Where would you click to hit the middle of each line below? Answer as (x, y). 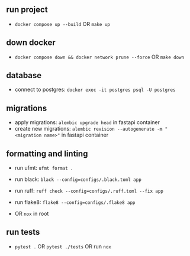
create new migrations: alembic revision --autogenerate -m (88, 129)
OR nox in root (32, 214)
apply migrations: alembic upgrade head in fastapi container (87, 122)
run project (27, 10)
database (24, 75)
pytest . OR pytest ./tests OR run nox (63, 246)
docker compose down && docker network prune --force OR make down (99, 57)
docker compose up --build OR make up (62, 24)
